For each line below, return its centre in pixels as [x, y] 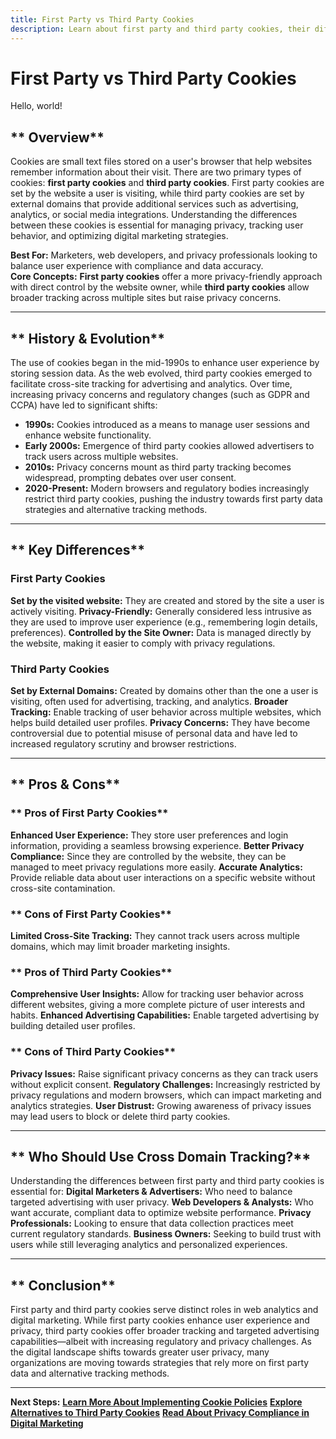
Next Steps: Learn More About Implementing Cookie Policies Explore [156, 1402]
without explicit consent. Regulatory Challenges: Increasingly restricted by [165, 1084]
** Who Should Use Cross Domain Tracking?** [161, 1157]
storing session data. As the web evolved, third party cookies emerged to [161, 373]
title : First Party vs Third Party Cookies [102, 19]
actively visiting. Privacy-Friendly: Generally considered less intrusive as [161, 611]
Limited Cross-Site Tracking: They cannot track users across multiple [155, 936]
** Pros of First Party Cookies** [89, 813]
